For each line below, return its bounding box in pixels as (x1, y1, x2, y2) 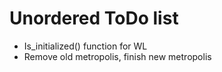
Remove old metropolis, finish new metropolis (23, 50, 212, 62)
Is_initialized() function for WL (23, 40, 148, 52)
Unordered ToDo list (9, 7, 179, 30)
